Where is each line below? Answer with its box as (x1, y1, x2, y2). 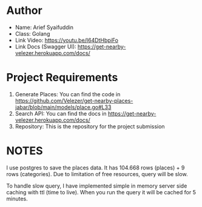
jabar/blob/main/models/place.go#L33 (15, 103, 112, 111)
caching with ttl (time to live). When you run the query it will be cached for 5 (6, 188, 196, 195)
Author (6, 4, 42, 18)
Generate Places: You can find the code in (15, 90, 121, 97)
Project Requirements (6, 71, 118, 85)
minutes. (6, 195, 29, 202)
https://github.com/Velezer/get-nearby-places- (15, 97, 133, 104)
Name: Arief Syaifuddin (15, 24, 74, 31)
